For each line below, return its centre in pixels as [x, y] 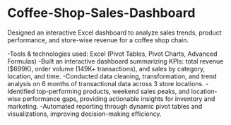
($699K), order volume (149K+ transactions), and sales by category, [106, 69]
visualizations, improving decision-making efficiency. [84, 114]
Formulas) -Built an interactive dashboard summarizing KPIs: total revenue [115, 61]
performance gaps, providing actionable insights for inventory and [119, 99]
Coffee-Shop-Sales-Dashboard [101, 13]
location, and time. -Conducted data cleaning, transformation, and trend [112, 76]
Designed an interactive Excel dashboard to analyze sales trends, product [114, 32]
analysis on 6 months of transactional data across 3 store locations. [106, 83]
